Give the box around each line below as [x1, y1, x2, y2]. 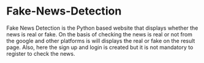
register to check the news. [6, 50, 75, 57]
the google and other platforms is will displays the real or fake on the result [6, 37, 195, 44]
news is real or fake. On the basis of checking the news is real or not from [6, 30, 193, 38]
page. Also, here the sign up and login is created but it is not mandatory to [6, 44, 194, 51]
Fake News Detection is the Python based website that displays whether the [6, 24, 198, 31]
